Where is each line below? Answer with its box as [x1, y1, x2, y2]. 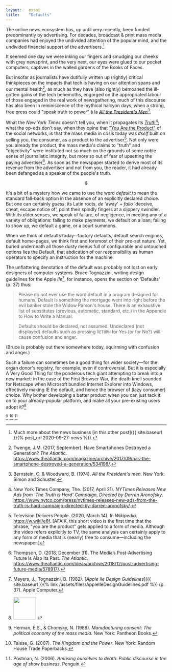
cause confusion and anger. [18, 334, 78, 340]
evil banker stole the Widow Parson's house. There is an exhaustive [18, 302, 161, 309]
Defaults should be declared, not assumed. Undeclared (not [18, 323, 144, 330]
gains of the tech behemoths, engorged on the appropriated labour [20, 91, 161, 97]
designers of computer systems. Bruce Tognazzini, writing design [6, 270, 144, 276]
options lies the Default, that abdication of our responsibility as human [6, 249, 154, 255]
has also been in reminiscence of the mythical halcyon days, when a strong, [6, 102, 165, 108]
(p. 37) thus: [6, 281, 32, 288]
